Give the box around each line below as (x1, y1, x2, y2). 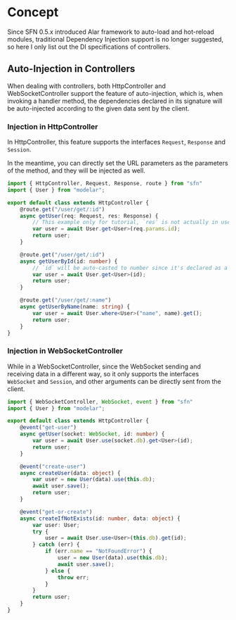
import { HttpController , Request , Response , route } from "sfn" (7, 180, 202, 187)
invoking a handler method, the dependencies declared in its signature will (7, 97, 223, 105)
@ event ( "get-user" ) (20, 424, 77, 431)
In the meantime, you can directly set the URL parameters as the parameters (7, 159, 228, 168)
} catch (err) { (32, 541, 80, 548)
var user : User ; (32, 521, 80, 528)
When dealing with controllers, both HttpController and (7, 82, 166, 90)
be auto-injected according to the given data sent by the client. (7, 104, 190, 113)
